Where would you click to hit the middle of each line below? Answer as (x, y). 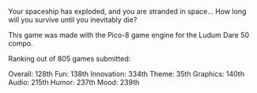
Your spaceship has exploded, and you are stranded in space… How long (127, 11)
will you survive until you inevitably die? (73, 20)
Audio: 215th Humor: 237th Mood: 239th (74, 82)
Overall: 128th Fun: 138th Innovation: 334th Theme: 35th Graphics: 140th (127, 74)
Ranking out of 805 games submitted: (70, 59)
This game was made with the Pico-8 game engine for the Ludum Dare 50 (129, 35)
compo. (21, 43)
